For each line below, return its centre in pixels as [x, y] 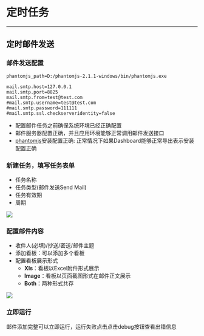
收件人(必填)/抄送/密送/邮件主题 [55, 245]
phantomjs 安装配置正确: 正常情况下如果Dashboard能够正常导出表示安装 [104, 140]
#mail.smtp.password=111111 [42, 108]
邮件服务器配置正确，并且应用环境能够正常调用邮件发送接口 [90, 133]
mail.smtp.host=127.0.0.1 [39, 87]
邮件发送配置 [25, 63]
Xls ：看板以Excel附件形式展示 [62, 269]
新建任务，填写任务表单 [40, 165]
